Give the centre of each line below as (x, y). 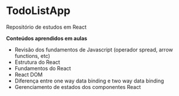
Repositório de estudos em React (46, 27)
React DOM (29, 74)
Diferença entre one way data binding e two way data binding (89, 81)
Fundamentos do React (43, 68)
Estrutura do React (37, 62)
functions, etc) (32, 56)
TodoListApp (38, 11)
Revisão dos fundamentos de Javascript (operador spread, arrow (94, 49)
